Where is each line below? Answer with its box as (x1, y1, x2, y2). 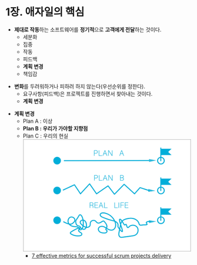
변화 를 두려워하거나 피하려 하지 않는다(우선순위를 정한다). (14, 83, 145, 90)
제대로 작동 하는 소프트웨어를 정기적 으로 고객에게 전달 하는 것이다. (14, 26, 162, 33)
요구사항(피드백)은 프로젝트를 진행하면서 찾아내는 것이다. (22, 90, 153, 97)
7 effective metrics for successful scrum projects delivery (31, 252, 172, 260)
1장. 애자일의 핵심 (5, 5, 85, 19)
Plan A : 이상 (22, 117, 53, 125)
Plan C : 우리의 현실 (22, 132, 69, 139)
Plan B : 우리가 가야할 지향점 (22, 125, 88, 132)
